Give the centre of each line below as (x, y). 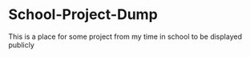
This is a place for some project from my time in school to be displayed (125, 36)
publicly (21, 44)
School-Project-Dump (83, 15)
